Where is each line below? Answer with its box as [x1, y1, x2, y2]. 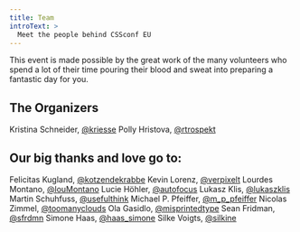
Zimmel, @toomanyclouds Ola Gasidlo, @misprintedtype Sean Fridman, [9, 203, 276, 213]
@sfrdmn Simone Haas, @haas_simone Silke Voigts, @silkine [9, 213, 237, 223]
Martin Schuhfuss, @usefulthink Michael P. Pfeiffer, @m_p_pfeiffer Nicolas [9, 193, 287, 204]
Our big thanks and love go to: [9, 150, 183, 165]
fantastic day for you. [9, 74, 89, 85]
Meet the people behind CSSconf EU [17, 30, 152, 39]
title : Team [9, 13, 54, 23]
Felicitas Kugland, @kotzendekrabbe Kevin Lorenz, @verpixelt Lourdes [9, 174, 274, 185]
